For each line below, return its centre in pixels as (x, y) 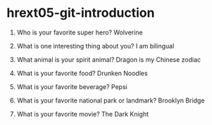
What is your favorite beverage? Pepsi (72, 86)
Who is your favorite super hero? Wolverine (80, 32)
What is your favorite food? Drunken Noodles (82, 73)
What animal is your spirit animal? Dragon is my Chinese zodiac (109, 59)
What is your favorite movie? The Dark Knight (83, 114)
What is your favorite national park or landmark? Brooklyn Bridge (111, 100)
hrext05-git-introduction (81, 13)
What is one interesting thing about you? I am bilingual (95, 46)
